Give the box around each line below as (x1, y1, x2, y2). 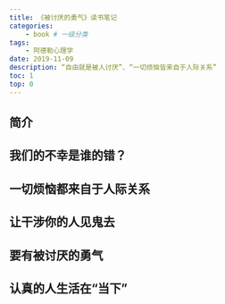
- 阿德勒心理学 (25, 46, 74, 55)
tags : (9, 38, 29, 47)
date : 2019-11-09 (9, 55, 74, 63)
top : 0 (9, 80, 34, 89)
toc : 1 (9, 72, 34, 80)
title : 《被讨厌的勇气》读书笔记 (9, 13, 118, 22)
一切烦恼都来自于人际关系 (9, 181, 150, 197)
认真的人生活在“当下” (9, 281, 128, 296)
